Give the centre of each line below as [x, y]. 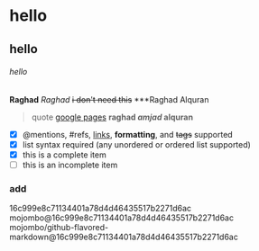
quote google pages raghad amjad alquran [112, 117]
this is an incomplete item [70, 165]
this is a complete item [64, 155]
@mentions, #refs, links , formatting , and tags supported [127, 134]
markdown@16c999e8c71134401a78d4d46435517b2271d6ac [124, 237]
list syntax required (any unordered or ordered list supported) [136, 144]
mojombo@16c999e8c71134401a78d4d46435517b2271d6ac [122, 218]
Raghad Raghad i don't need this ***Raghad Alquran [109, 99]
